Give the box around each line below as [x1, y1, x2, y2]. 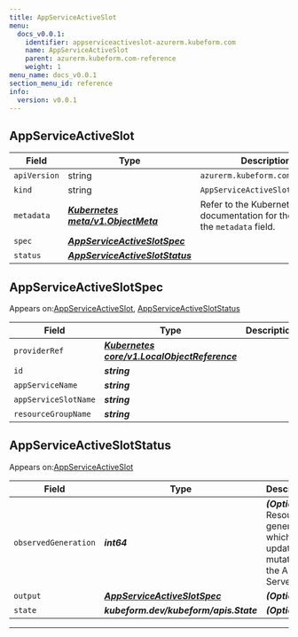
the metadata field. [200, 221, 276, 233]
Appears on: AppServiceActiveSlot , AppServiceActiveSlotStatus [9, 303, 241, 313]
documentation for [200, 209, 278, 222]
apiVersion [13, 170, 59, 181]
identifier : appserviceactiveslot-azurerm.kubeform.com [25, 37, 237, 47]
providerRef [13, 346, 65, 356]
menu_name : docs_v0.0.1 [9, 71, 98, 80]
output [13, 591, 42, 601]
